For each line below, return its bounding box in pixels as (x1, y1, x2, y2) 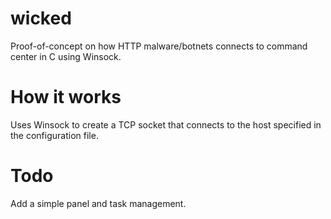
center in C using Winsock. (10, 50, 122, 62)
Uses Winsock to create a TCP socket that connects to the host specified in (10, 118, 322, 131)
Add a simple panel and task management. (10, 197, 187, 209)
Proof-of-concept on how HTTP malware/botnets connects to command (10, 40, 308, 52)
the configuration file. (10, 129, 99, 141)
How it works (10, 86, 122, 109)
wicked (10, 7, 72, 30)
